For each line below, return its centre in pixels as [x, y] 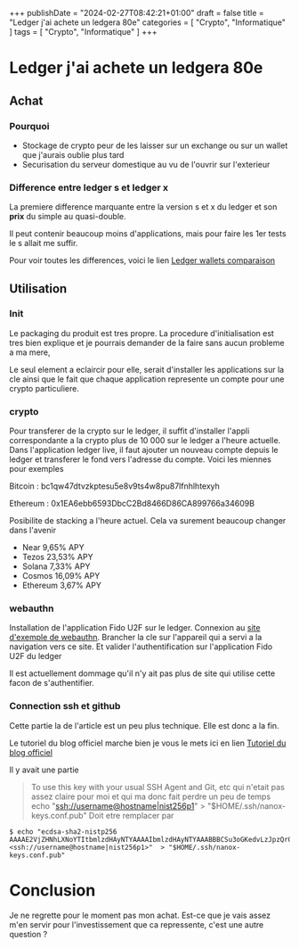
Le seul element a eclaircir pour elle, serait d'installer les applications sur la [147, 369]
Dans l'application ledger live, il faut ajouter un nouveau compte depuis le [144, 450]
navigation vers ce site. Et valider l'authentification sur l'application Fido [141, 647]
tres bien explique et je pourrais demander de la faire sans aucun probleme [147, 342]
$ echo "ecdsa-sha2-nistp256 [63, 832]
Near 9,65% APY [53, 548]
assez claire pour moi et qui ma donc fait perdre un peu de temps [151, 796]
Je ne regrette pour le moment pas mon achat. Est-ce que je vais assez [140, 915]
